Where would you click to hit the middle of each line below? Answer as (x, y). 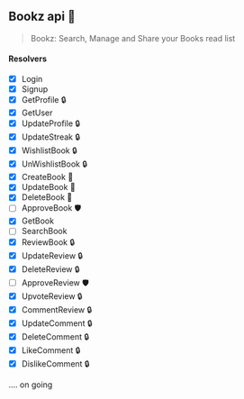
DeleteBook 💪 (47, 197)
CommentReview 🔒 (57, 309)
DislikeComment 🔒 (55, 363)
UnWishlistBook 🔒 (54, 164)
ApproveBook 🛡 (51, 208)
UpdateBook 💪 (48, 187)
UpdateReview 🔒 (52, 255)
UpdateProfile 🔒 (51, 123)
